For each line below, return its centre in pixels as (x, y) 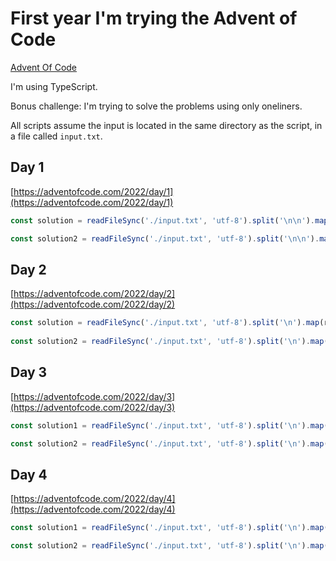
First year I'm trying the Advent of (154, 18)
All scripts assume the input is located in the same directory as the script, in (166, 125)
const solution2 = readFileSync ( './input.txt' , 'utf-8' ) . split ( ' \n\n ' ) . (165, 238)
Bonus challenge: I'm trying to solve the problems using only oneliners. (156, 106)
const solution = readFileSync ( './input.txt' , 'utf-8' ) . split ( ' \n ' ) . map (165, 323)
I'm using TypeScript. (54, 86)
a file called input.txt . (56, 136)
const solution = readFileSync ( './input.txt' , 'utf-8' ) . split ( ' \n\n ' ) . (162, 220)
